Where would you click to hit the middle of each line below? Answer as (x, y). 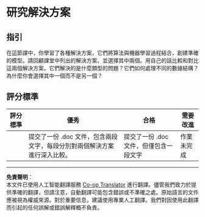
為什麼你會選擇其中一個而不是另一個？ (54, 76)
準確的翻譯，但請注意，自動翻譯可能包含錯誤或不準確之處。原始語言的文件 (105, 192)
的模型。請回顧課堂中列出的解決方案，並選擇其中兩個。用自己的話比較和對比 (103, 61)
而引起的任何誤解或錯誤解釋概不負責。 (54, 207)
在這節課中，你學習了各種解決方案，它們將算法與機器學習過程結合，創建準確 (103, 53)
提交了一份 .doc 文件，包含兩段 (73, 136)
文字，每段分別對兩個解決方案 (71, 145)
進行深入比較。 (50, 155)
